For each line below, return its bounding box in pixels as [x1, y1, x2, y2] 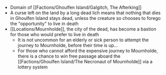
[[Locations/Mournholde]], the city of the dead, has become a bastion [10, 26, 156, 32]
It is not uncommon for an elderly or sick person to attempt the [17, 37, 149, 43]
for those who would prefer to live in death [10, 32, 99, 37]
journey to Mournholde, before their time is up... [17, 42, 118, 48]
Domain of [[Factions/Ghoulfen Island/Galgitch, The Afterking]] [10, 5, 142, 10]
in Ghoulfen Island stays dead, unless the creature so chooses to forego [10, 15, 161, 21]
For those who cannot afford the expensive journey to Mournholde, [17, 48, 158, 54]
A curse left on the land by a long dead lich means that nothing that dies [10, 10, 161, 16]
